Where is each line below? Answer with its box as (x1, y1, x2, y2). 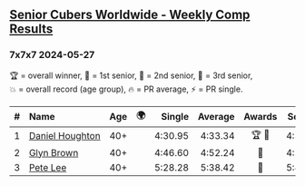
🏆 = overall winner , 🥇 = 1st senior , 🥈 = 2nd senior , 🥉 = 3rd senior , (9, 70, 253, 81)
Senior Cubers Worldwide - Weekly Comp (9, 7, 251, 23)
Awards (243, 111, 278, 123)
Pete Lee (28, 161, 67, 173)
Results (9, 22, 54, 37)
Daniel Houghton (28, 130, 102, 142)
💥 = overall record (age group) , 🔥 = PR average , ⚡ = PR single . (9, 83, 243, 94)
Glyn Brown (28, 146, 79, 159)
